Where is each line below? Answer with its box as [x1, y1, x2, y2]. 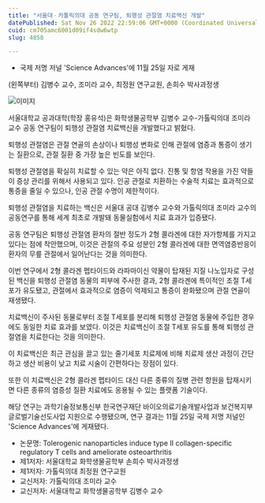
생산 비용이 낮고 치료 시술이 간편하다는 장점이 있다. [22, 359, 179, 368]
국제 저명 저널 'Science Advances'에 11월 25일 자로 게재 [19, 63, 196, 73]
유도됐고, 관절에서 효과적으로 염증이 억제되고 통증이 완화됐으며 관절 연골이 [22, 285, 251, 296]
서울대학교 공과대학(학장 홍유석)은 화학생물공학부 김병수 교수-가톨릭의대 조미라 [8, 114, 251, 123]
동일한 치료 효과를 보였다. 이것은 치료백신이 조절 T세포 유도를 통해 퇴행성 [22, 322, 246, 332]
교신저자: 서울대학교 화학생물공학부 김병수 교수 [19, 486, 164, 496]
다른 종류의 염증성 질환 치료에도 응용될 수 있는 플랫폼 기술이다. [16, 386, 208, 395]
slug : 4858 [8, 33, 44, 42]
